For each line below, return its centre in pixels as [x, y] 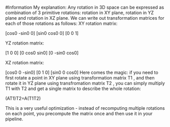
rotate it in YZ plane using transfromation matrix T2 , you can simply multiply [85, 83]
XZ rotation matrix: [25, 62]
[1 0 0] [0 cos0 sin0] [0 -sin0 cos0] [42, 53]
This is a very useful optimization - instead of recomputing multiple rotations [85, 108]
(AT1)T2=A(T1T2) [23, 98]
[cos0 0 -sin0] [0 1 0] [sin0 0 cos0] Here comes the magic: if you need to [82, 72]
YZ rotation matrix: [25, 43]
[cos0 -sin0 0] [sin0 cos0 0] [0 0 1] [42, 33]
